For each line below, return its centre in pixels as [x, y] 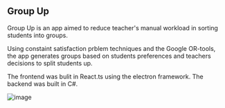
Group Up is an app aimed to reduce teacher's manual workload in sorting [112, 28]
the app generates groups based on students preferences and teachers [109, 56]
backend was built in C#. [43, 84]
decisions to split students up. [50, 63]
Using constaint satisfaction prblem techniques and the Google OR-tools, [111, 48]
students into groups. [37, 35]
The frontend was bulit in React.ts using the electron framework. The [105, 76]
